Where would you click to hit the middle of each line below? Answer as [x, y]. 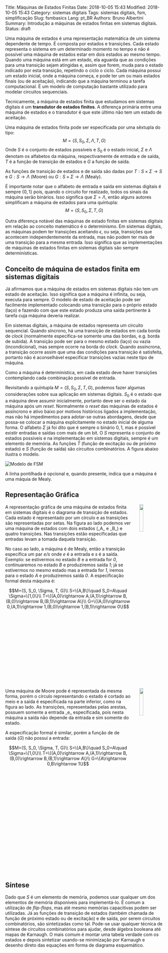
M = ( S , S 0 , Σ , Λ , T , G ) [84, 141]
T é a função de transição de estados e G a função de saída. [68, 161]
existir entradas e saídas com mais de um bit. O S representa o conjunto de [83, 432]
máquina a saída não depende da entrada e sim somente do [67, 717]
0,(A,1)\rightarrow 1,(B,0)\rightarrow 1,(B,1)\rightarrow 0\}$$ [68, 607]
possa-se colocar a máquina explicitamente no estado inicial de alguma [79, 422]
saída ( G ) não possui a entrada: [38, 738]
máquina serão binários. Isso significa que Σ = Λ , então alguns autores [78, 197]
